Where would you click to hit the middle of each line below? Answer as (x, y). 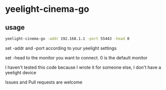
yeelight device (21, 72)
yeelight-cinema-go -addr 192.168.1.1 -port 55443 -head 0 (67, 39)
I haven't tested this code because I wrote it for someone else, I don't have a (83, 67)
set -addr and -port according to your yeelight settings (61, 48)
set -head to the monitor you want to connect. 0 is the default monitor (76, 57)
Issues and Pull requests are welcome (44, 82)
